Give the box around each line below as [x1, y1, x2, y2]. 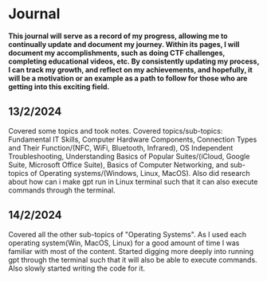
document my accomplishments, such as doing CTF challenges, [8, 48, 226, 57]
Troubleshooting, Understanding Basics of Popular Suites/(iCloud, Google [8, 151, 250, 161]
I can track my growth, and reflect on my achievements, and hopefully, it [8, 64, 253, 74]
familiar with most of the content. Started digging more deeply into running [8, 246, 253, 256]
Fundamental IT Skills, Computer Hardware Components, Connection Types [8, 135, 257, 144]
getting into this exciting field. [8, 81, 110, 92]
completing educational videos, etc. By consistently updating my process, [8, 57, 260, 66]
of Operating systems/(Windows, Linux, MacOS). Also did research [30, 168, 251, 178]
